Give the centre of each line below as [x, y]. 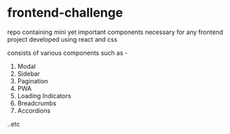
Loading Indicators [44, 96]
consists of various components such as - [68, 53]
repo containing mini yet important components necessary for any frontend [115, 32]
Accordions [34, 110]
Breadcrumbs [37, 103]
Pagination [33, 81]
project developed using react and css [62, 39]
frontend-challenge [65, 13]
